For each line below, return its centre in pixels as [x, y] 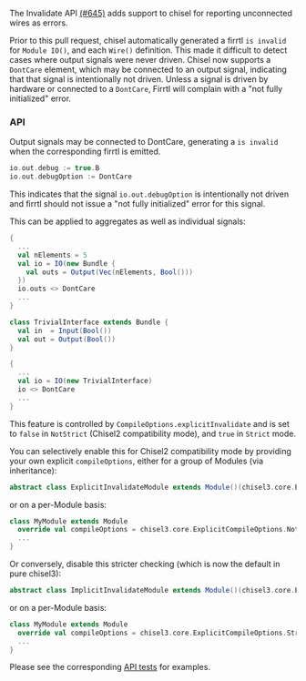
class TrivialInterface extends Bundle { [89, 322]
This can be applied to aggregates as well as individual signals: [127, 221]
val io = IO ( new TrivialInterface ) [85, 381]
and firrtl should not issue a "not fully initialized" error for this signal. [138, 204]
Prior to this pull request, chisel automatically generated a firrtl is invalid [148, 41]
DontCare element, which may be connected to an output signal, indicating [148, 69]
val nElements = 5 [53, 255]
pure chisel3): [36, 574]
